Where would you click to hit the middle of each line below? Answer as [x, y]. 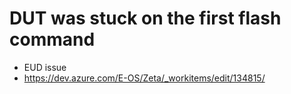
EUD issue [45, 67]
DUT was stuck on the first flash [145, 18]
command [52, 39]
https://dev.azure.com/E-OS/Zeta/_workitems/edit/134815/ [144, 78]
